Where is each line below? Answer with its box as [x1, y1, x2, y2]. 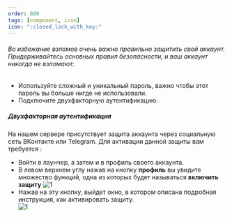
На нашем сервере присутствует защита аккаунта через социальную [8, 130, 216, 138]
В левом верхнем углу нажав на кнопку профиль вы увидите [17, 165, 201, 174]
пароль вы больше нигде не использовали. [17, 89, 147, 97]
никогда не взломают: [8, 59, 75, 68]
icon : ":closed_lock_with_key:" [8, 23, 102, 30]
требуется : [8, 144, 42, 153]
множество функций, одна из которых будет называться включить [17, 172, 219, 181]
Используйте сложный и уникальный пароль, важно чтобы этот [17, 81, 209, 89]
